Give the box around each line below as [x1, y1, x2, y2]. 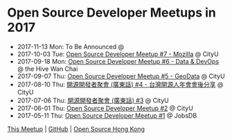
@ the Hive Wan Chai [17, 64, 78, 73]
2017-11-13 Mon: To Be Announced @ [17, 42, 125, 51]
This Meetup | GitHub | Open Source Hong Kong [7, 125, 145, 133]
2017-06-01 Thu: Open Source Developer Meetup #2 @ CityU [17, 104, 194, 112]
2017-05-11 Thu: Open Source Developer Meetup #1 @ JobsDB [17, 111, 197, 119]
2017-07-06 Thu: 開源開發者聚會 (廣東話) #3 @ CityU [17, 96, 169, 105]
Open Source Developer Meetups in [7, 5, 217, 21]
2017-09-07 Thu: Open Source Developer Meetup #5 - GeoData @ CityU [17, 71, 225, 80]
